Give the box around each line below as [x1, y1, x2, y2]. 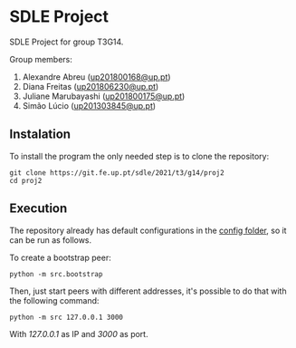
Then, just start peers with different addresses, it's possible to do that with [9, 285, 287, 296]
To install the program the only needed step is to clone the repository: [9, 150, 270, 161]
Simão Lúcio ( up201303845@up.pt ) [22, 100, 157, 111]
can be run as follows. [9, 234, 92, 246]
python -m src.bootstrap [9, 269, 103, 278]
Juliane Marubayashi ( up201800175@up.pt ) [22, 91, 186, 101]
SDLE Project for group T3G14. [9, 36, 124, 47]
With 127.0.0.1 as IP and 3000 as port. [9, 328, 148, 339]
